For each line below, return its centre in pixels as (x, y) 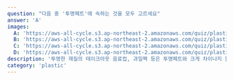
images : (18, 26)
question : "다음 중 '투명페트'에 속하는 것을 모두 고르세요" (84, 14)
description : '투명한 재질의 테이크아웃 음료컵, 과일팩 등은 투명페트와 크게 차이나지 (115, 59)
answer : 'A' (24, 20)
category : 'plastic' (37, 65)
